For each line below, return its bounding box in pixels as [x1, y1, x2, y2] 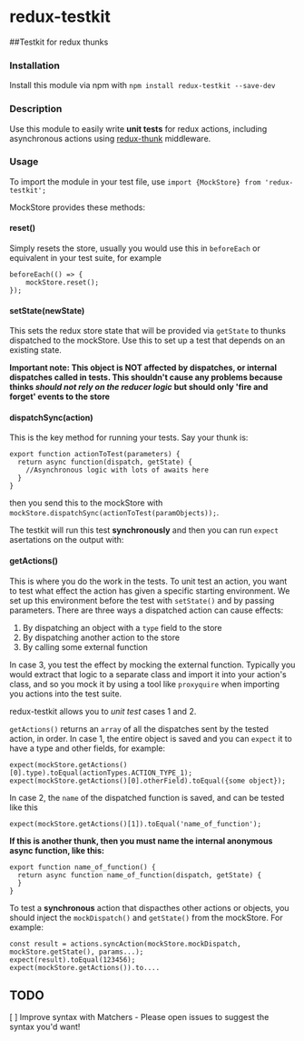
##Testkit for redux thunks [9, 36, 109, 47]
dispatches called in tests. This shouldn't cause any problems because [9, 372, 283, 383]
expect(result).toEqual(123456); [9, 955, 136, 965]
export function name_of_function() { [9, 862, 156, 872]
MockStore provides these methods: [9, 202, 145, 213]
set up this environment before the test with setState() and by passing [9, 595, 275, 606]
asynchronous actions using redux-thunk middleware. [9, 133, 211, 144]
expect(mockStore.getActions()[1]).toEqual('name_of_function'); [9, 819, 261, 828]
